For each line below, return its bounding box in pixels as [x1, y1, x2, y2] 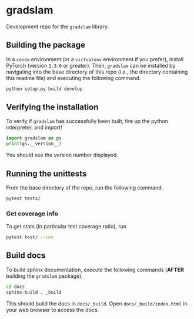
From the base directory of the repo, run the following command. [6, 184, 163, 191]
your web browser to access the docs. [6, 306, 99, 313]
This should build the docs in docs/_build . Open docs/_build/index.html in [6, 300, 188, 307]
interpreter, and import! [6, 124, 62, 131]
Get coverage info [6, 210, 59, 218]
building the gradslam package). [6, 272, 83, 280]
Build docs [6, 251, 46, 261]
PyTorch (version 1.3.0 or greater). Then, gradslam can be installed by [6, 62, 176, 69]
